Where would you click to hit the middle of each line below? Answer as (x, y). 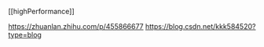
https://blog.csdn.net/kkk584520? (200, 26)
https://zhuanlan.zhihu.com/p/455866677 (76, 26)
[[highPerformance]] (41, 11)
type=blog (25, 35)
